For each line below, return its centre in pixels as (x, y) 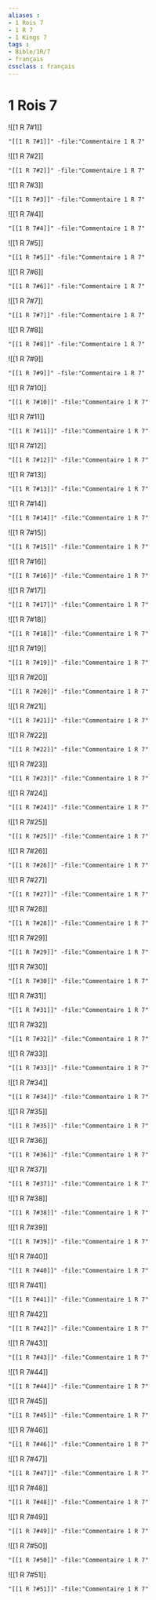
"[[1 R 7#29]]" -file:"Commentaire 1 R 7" (78, 952)
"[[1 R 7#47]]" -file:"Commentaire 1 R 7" (78, 1473)
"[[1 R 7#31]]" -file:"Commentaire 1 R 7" (78, 1010)
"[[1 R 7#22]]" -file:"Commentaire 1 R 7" (78, 749)
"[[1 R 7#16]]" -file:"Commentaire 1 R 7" (78, 575)
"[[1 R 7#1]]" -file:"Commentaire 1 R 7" (77, 141)
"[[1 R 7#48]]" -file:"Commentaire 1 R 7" (78, 1502)
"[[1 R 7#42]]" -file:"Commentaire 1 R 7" (78, 1328)
